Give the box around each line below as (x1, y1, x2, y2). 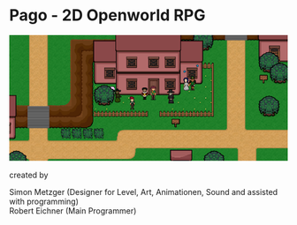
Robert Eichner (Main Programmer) (9, 206, 137, 216)
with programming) (9, 196, 80, 207)
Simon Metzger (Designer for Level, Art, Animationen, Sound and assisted (9, 187, 278, 198)
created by (9, 169, 49, 181)
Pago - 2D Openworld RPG (9, 5, 206, 26)
